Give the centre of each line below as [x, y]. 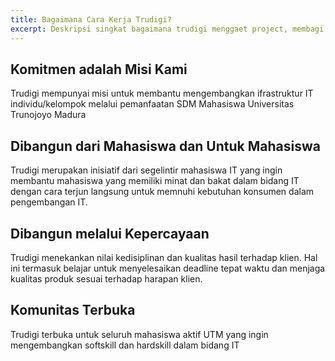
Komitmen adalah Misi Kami [99, 69]
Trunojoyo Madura [48, 115]
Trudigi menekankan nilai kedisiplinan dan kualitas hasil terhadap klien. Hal [164, 257]
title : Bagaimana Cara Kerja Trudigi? [91, 19]
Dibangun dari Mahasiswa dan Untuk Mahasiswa [165, 146]
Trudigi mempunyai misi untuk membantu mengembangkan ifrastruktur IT [162, 93]
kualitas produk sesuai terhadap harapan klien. [106, 278]
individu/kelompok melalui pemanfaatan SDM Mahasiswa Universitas [152, 104]
